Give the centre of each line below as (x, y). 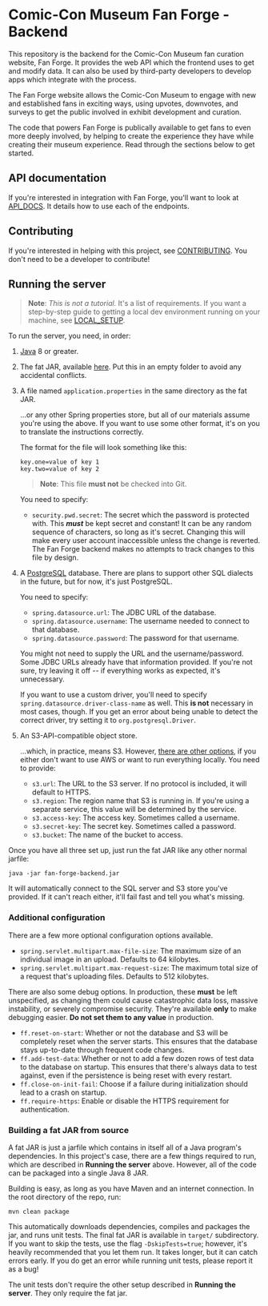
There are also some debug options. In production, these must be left (123, 991)
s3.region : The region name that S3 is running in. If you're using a (140, 801)
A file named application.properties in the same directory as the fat (133, 391)
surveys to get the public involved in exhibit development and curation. (125, 112)
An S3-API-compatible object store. (78, 736)
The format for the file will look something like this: (103, 448)
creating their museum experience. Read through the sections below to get (132, 144)
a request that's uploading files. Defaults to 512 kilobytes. (114, 976)
